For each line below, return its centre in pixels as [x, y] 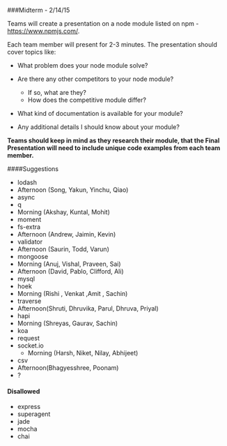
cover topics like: [32, 52]
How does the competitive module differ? [87, 100]
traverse [29, 301]
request [28, 338]
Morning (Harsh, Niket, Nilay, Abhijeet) [83, 353]
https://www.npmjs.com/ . [44, 31]
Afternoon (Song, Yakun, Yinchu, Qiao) [73, 190]
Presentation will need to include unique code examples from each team [114, 148]
